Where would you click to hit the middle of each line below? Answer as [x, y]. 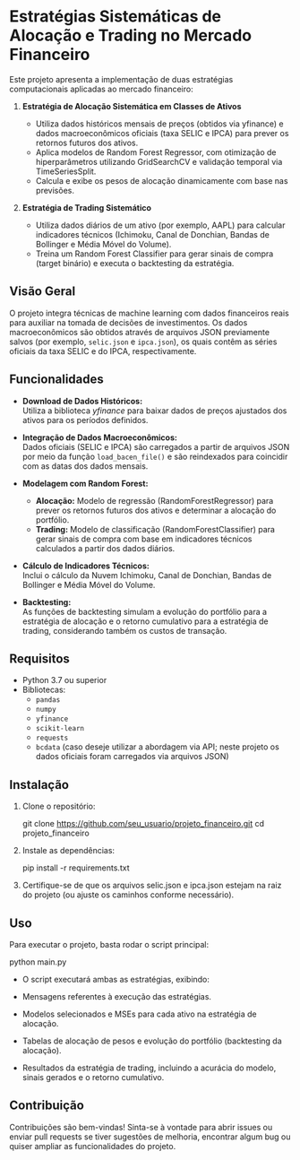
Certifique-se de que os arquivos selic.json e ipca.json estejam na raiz [152, 886]
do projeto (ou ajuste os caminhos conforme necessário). [128, 895]
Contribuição [47, 1106]
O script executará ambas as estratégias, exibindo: [116, 979]
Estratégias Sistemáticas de [116, 17]
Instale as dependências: [68, 851]
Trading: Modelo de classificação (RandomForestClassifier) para [155, 529]
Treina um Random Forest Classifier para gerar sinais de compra [154, 254]
